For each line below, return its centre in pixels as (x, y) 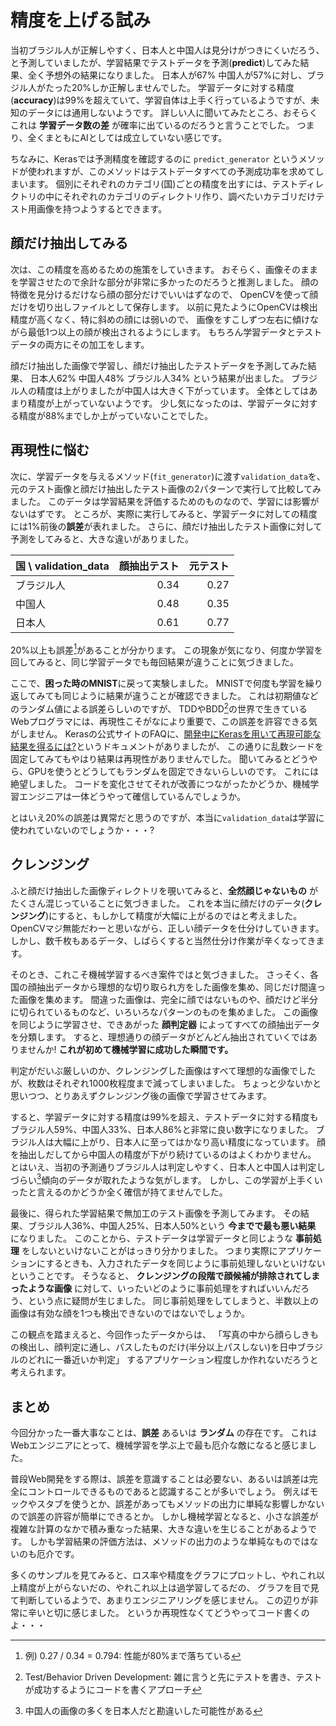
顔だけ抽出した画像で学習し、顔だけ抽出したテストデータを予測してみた (159, 365)
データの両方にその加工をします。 (80, 344)
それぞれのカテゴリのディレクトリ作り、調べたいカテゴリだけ (189, 196)
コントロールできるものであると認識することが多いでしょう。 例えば (168, 1492)
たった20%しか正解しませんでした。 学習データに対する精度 (169, 87)
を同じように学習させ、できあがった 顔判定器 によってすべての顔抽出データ (165, 1024)
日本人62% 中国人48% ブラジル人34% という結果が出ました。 (159, 378)
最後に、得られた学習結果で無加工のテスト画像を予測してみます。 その (155, 1213)
